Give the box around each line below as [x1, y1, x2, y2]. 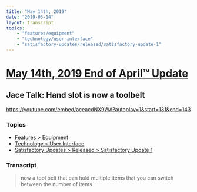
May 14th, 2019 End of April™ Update [6, 67, 188, 80]
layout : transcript [6, 19, 54, 25]
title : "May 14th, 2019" [6, 8, 67, 15]
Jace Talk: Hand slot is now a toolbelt [6, 90, 145, 100]
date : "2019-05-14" [6, 14, 54, 20]
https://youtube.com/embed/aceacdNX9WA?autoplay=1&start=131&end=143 [6, 105, 191, 112]
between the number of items [20, 181, 92, 188]
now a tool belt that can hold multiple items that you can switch [20, 174, 174, 181]
